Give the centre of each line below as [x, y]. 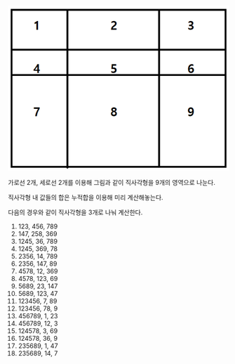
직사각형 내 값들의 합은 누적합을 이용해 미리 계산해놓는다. [86, 197]
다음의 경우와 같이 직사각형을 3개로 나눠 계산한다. [75, 212]
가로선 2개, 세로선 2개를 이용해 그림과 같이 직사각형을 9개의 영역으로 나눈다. [112, 182]
